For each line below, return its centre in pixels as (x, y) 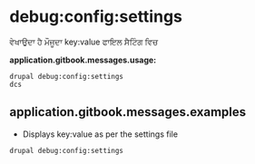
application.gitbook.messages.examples (128, 112)
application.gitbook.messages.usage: (83, 60)
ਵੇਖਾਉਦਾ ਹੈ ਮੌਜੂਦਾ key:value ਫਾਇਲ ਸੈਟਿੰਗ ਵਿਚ (84, 42)
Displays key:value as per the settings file (100, 134)
